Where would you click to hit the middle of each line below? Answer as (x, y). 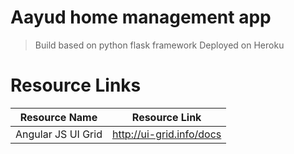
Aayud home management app (141, 17)
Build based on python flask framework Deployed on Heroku (159, 45)
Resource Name (58, 117)
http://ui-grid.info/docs (166, 134)
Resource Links (76, 85)
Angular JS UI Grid (59, 134)
